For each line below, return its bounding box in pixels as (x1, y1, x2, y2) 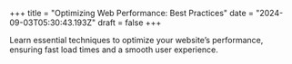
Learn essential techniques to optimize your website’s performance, (9, 35, 264, 45)
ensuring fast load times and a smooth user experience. (9, 44, 218, 55)
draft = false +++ (97, 17, 162, 28)
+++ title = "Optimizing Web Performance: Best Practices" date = (9, 8, 255, 18)
